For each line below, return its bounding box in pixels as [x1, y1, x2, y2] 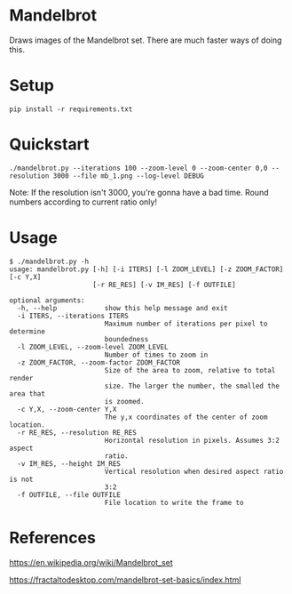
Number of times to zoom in [104, 350, 209, 359]
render [9, 373, 34, 382]
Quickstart [9, 134, 91, 155]
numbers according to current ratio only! [9, 197, 158, 207]
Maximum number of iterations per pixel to [104, 319, 268, 328]
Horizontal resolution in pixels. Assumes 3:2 [104, 436, 280, 445]
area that [9, 389, 46, 398]
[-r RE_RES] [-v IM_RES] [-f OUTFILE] [92, 280, 237, 289]
